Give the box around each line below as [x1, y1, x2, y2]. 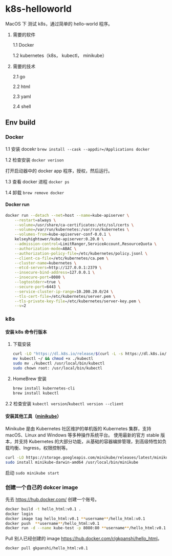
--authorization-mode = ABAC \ [14, 246, 77, 251]
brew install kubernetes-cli [12, 385, 75, 391]
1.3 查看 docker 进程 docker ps [5, 178, 70, 184]
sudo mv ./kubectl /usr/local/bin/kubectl [12, 361, 105, 366]
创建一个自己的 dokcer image [5, 484, 78, 491]
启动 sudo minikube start [5, 469, 59, 476]
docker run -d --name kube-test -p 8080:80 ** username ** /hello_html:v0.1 [5, 526, 166, 531]
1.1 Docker [12, 42, 34, 48]
